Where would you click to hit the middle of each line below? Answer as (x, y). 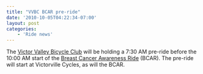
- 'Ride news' (35, 35)
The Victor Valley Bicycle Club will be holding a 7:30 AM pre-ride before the (102, 52)
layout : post (23, 23)
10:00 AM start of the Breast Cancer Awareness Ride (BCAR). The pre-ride (100, 58)
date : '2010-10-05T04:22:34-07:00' (52, 18)
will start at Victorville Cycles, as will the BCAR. (66, 65)
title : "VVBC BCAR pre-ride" (43, 12)
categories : (21, 29)
